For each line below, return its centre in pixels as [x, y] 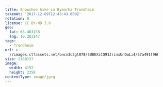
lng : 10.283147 [25, 37]
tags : [10, 41]
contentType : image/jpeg [30, 77]
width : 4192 [22, 68]
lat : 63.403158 [25, 32]
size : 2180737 [19, 59]
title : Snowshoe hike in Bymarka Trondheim [50, 9]
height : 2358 [23, 72]
